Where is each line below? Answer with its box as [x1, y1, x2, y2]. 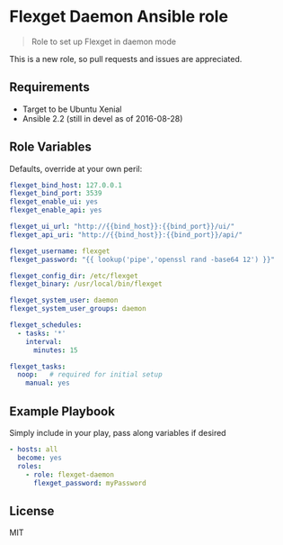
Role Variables [9, 140, 92, 155]
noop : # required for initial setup [17, 370, 164, 379]
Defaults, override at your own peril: [9, 163, 143, 174]
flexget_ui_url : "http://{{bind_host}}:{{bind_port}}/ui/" [9, 223, 235, 232]
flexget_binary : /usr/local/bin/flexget [9, 279, 164, 289]
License [9, 503, 55, 519]
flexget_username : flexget [9, 246, 111, 256]
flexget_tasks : [9, 362, 66, 371]
